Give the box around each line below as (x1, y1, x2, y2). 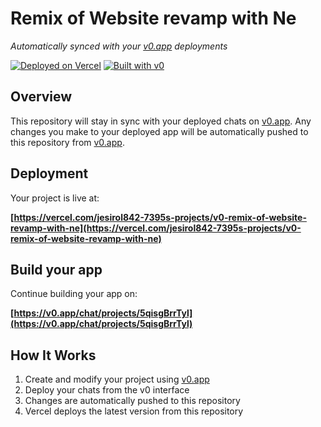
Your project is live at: (10, 192, 100, 204)
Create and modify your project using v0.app (24, 373, 210, 386)
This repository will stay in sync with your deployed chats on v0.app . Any (10, 115, 312, 127)
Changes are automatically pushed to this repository (24, 395, 241, 407)
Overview (10, 88, 73, 106)
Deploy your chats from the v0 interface (24, 384, 190, 396)
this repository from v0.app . (10, 136, 125, 148)
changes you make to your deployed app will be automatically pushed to (10, 125, 309, 137)
